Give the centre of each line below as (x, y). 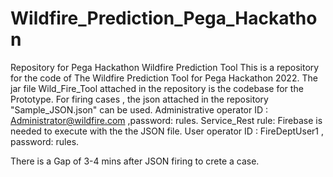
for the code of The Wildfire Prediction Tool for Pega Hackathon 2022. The (164, 78)
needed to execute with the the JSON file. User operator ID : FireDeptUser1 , (167, 131)
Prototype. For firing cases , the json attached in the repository (139, 99)
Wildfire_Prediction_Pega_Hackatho (164, 18)
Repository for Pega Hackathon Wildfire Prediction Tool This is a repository (165, 67)
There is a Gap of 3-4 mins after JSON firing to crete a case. (135, 161)
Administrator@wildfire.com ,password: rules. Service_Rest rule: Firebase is (166, 120)
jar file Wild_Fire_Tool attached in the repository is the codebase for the (157, 88)
